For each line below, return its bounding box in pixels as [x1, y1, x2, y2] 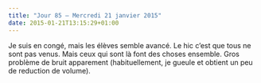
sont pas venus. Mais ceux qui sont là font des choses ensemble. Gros [8, 49, 240, 58]
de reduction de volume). [8, 66, 92, 75]
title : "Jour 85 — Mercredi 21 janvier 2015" [8, 11, 162, 20]
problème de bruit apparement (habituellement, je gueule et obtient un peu [8, 57, 253, 67]
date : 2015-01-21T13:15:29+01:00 [8, 19, 119, 27]
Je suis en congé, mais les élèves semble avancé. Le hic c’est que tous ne [8, 40, 252, 50]
